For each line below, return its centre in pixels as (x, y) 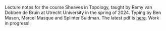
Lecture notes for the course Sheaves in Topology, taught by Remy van (78, 7)
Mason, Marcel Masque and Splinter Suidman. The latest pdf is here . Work (82, 18)
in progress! (17, 23)
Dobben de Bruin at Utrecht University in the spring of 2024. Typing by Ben (83, 12)
